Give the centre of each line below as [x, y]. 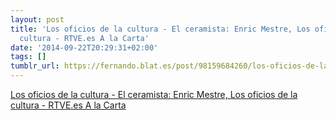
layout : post [37, 19]
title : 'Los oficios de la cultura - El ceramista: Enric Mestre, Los [160, 29]
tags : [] [28, 57]
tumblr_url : [35, 66]
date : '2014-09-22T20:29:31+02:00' [84, 47]
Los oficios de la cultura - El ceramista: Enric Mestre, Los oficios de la [154, 94]
